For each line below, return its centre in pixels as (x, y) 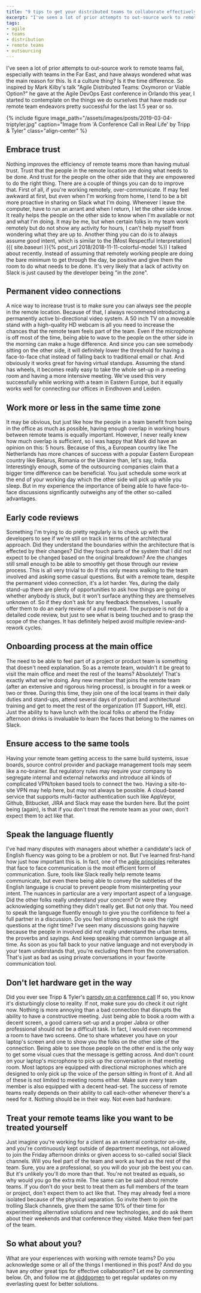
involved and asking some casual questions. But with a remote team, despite (100, 577)
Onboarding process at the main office (80, 646)
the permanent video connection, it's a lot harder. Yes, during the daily (93, 583)
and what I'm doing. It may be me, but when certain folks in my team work (98, 221)
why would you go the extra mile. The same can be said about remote (92, 1180)
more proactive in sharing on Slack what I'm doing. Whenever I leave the (96, 202)
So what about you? (44, 1244)
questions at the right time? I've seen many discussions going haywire (93, 925)
